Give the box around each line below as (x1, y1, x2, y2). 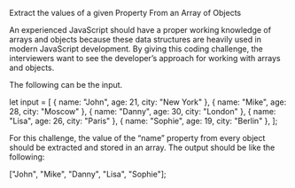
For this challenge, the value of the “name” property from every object (9, 133, 266, 143)
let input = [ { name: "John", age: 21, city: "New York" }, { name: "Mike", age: (9, 97, 287, 107)
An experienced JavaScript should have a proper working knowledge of (9, 25, 272, 35)
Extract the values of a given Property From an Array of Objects (9, 8, 242, 18)
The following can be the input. (9, 80, 123, 90)
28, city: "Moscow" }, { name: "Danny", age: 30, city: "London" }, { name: (9, 106, 276, 116)
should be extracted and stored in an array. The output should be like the (9, 142, 276, 153)
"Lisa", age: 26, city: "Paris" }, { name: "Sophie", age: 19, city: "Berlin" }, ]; (9, 115, 278, 126)
